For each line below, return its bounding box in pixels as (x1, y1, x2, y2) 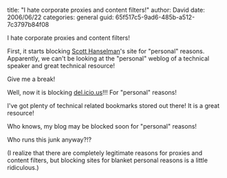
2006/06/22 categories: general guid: (7, 13, 114, 21)
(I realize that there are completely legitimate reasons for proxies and (7, 149, 203, 157)
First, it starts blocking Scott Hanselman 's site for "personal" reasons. (7, 47, 205, 55)
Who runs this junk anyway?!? (7, 135, 91, 144)
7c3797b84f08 (7, 21, 50, 28)
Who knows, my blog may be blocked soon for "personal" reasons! (7, 122, 197, 130)
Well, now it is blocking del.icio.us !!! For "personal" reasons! (7, 89, 177, 96)
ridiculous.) (7, 164, 39, 171)
